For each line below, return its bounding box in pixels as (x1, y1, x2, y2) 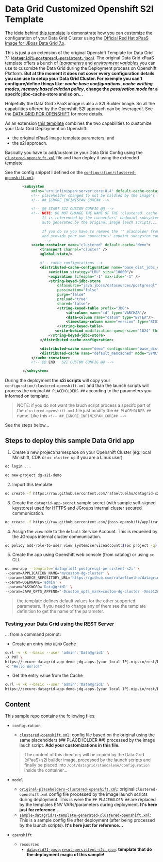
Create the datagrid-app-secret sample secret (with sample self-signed (12, 499, 156, 505)
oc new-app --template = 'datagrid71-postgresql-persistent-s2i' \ (5, 566, 140, 571)
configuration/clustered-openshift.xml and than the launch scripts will (5, 383, 149, 388)
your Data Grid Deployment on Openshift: (5, 125, 88, 131)
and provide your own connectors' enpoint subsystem (42, 233, 151, 238)
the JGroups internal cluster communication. (12, 534, 101, 539)
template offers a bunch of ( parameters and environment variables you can (5, 60, 156, 66)
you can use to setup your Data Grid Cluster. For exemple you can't (5, 76, 143, 81)
